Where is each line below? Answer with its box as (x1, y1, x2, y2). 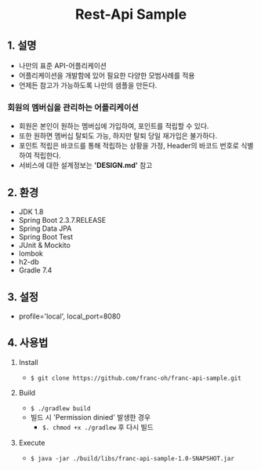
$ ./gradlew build (30, 404, 91, 413)
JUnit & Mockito (18, 241, 71, 250)
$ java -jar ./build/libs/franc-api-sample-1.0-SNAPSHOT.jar (30, 454, 234, 462)
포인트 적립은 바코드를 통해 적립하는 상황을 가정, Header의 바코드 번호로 (18, 141, 240, 151)
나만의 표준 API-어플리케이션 (18, 61, 107, 70)
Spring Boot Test (18, 232, 74, 242)
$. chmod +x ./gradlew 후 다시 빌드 (42, 422, 154, 432)
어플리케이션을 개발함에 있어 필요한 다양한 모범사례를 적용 (18, 71, 195, 80)
